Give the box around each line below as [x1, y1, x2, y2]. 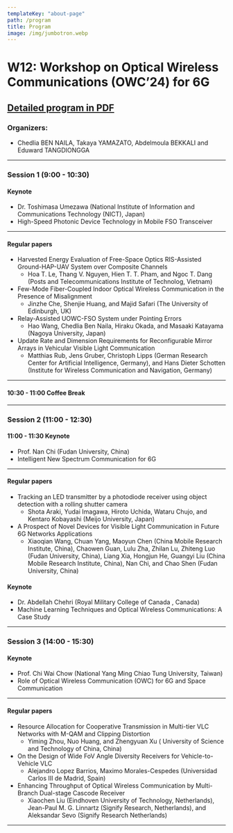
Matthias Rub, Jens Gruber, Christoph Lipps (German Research [27, 351, 208, 360]
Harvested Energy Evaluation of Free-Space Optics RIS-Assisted [17, 255, 202, 264]
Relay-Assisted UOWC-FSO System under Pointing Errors [17, 315, 182, 323]
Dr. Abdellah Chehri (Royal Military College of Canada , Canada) [17, 598, 200, 606]
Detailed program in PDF [7, 102, 114, 113]
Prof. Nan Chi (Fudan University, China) [17, 447, 130, 456]
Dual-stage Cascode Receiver [39, 788, 126, 797]
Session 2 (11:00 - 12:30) [7, 415, 92, 425]
